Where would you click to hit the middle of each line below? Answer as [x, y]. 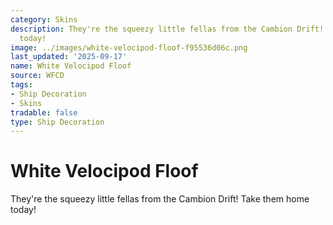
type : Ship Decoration [57, 122]
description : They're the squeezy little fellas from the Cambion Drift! [167, 29]
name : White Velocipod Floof [71, 66]
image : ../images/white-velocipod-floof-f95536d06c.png [129, 47]
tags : [21, 85]
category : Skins [44, 19]
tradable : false [44, 112]
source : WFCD [37, 76]
